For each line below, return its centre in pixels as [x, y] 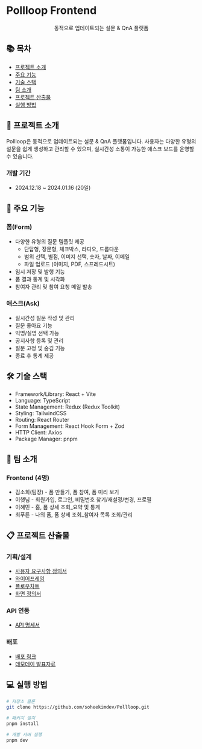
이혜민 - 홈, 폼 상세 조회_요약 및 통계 [58, 507]
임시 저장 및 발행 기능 [40, 271]
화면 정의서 [28, 594]
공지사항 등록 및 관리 [39, 340]
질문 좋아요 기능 [33, 325]
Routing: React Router [42, 419]
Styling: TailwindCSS [41, 413]
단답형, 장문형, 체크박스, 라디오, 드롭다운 [71, 249]
